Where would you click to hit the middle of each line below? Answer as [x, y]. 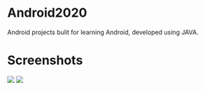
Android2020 [47, 13]
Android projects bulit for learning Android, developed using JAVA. [103, 32]
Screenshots [45, 60]
